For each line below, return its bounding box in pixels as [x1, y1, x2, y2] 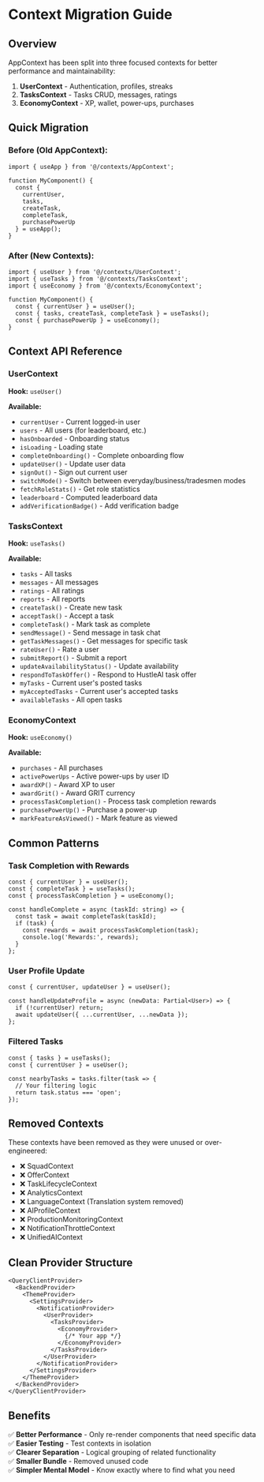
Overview [8, 37, 58, 51]
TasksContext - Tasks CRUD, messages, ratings [19, 90, 177, 99]
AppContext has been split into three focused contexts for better [8, 58, 218, 67]
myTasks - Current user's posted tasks [19, 677, 143, 688]
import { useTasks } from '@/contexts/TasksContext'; [8, 275, 189, 283]
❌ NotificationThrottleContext [19, 1224, 116, 1233]
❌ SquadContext [19, 1161, 74, 1171]
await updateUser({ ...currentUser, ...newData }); [15, 1011, 189, 1019]
